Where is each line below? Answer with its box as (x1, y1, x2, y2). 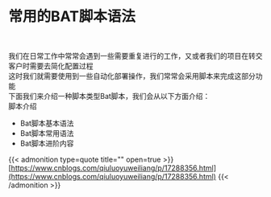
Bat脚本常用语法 (19, 128, 74, 137)
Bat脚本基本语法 (19, 118, 74, 128)
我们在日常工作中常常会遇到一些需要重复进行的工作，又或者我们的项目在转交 (8, 51, 263, 60)
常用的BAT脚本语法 (8, 7, 135, 26)
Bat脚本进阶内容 (19, 138, 74, 148)
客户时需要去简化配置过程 (8, 61, 94, 71)
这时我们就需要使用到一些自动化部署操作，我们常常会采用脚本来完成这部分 (8, 71, 256, 80)
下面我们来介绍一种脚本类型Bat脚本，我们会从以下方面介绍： (8, 91, 211, 101)
